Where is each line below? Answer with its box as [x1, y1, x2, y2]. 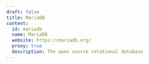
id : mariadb [12, 26, 43, 32]
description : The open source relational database [12, 49, 144, 55]
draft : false [6, 9, 40, 15]
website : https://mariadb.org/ [12, 37, 92, 43]
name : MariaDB [12, 32, 48, 38]
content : [6, 20, 29, 26]
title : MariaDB [6, 15, 45, 21]
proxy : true [12, 43, 43, 49]
